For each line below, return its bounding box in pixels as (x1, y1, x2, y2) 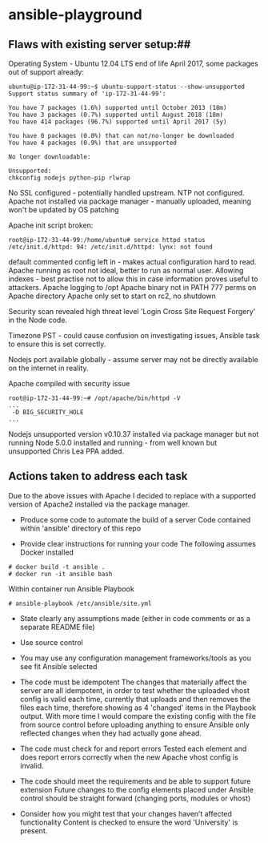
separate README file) (19, 622, 95, 631)
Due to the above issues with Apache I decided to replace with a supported (8, 490, 256, 500)
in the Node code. (8, 315, 68, 325)
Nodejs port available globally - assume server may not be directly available (8, 355, 258, 364)
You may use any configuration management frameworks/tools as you (19, 653, 252, 663)
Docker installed (19, 547, 74, 557)
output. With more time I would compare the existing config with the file (19, 711, 256, 720)
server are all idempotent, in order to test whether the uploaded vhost (19, 685, 250, 695)
